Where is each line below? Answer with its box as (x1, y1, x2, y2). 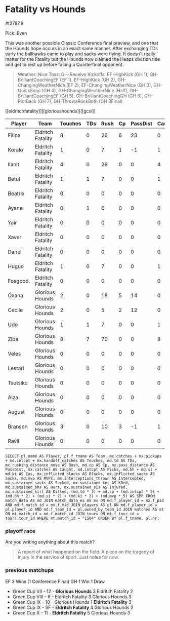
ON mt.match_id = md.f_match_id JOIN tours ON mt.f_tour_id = (5, 511, 139, 516)
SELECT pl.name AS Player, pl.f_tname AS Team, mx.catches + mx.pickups (5, 453, 162, 459)
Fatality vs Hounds (5, 4, 86, 15)
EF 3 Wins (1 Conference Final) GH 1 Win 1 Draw (5, 578, 105, 585)
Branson (8, 423, 28, 430)
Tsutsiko (8, 379, 28, 386)
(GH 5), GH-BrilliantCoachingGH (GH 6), (60, 93, 143, 99)
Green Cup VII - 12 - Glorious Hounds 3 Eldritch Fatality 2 (12, 588, 133, 594)
